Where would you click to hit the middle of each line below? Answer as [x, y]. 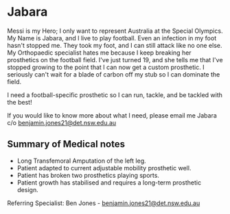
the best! [20, 102]
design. [28, 189]
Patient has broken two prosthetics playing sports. [88, 175]
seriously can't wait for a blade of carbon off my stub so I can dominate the [114, 74]
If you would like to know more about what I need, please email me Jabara [112, 115]
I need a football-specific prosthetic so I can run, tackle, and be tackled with [115, 95]
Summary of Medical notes [66, 144]
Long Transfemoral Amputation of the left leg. [81, 161]
